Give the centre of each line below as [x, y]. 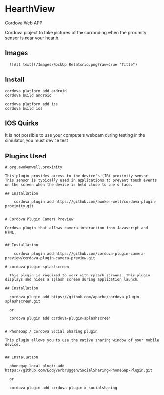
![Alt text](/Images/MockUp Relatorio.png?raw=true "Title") [73, 64]
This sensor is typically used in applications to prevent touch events [81, 180]
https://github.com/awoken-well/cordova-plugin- [106, 202]
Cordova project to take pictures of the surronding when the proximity [76, 32]
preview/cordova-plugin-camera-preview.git [50, 258]
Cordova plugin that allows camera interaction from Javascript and [77, 228]
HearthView [30, 9]
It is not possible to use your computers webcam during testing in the [75, 135]
